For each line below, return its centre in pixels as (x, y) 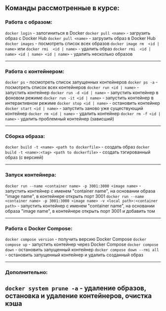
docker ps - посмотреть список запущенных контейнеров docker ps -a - (82, 82)
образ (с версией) (24, 157)
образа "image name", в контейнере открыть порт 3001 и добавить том (80, 211)
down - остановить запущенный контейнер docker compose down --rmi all (82, 249)
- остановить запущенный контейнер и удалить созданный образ (74, 255)
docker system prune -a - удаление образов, (76, 288)
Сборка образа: (25, 136)
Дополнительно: (26, 272)
